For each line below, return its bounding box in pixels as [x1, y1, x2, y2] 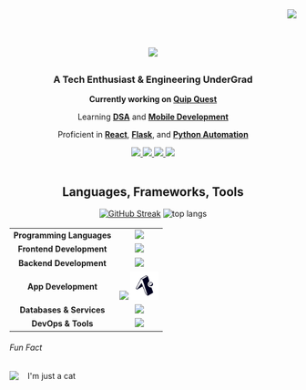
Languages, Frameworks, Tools [62, 184, 244, 200]
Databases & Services [19, 304, 106, 315]
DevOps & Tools [31, 318, 94, 329]
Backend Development [17, 257, 107, 268]
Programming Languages [13, 230, 112, 241]
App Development [26, 281, 98, 292]
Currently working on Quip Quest [88, 94, 218, 105]
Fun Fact [9, 342, 43, 354]
